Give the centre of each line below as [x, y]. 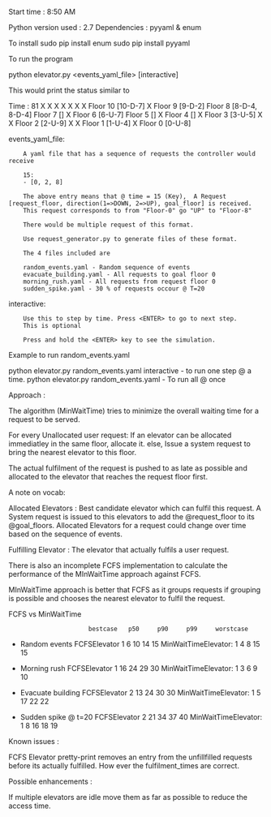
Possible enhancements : [50, 781]
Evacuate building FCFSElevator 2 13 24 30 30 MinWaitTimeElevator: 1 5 [140, 692]
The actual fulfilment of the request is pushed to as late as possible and [128, 468]
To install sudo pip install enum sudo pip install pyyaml [99, 43]
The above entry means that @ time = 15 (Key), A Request [125, 196]
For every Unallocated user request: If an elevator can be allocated [120, 435]
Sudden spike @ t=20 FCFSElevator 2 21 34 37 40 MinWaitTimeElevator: [141, 717]
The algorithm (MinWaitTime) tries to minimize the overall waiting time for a [134, 411]
